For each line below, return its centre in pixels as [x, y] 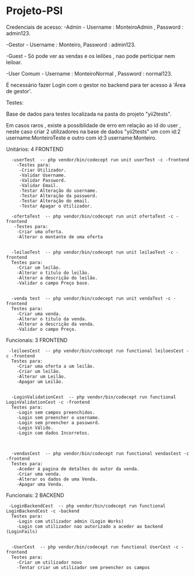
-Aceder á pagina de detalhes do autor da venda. [78, 469]
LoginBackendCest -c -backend [43, 511]
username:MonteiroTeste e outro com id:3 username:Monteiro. [81, 138]
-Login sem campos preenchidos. [56, 412]
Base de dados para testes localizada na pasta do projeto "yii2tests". [89, 114]
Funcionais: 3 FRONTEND [37, 340]
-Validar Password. [43, 180]
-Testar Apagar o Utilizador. [56, 206]
